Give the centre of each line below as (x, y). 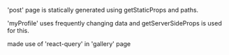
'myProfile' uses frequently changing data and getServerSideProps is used (114, 23)
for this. (19, 31)
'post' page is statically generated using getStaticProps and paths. (103, 10)
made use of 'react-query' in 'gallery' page (69, 44)
